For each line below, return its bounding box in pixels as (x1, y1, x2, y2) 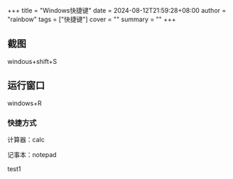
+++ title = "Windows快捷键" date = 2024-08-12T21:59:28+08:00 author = (7, 6, 227, 14)
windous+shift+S (7, 57, 58, 65)
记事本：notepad (7, 150, 57, 158)
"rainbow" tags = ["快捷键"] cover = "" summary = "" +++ (7, 15, 176, 23)
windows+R (7, 99, 42, 107)
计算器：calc (7, 135, 45, 143)
